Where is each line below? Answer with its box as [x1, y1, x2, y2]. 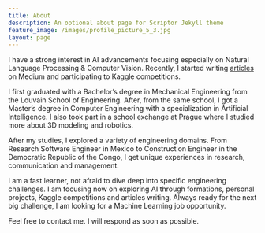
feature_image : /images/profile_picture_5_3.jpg [8, 26, 171, 34]
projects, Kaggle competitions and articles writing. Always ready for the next [8, 193, 257, 202]
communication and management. [8, 161, 120, 170]
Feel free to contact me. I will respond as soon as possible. [8, 216, 200, 226]
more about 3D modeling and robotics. [8, 120, 134, 130]
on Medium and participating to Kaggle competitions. [8, 72, 181, 81]
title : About [8, 11, 51, 20]
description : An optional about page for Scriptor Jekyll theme [8, 19, 224, 27]
